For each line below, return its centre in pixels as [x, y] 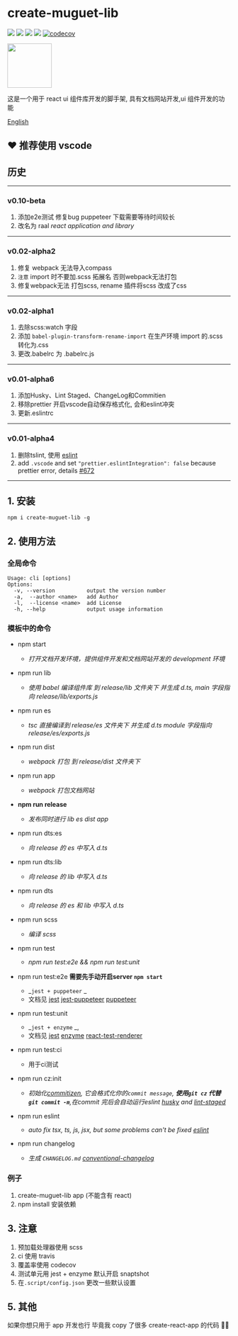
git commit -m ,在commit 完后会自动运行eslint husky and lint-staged [127, 1102]
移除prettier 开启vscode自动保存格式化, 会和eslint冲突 [96, 404]
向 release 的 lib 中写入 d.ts [68, 877]
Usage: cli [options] [39, 579]
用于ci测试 [43, 1065]
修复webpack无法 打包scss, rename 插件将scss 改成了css [102, 285]
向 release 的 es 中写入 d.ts [68, 848]
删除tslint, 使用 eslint [47, 455]
